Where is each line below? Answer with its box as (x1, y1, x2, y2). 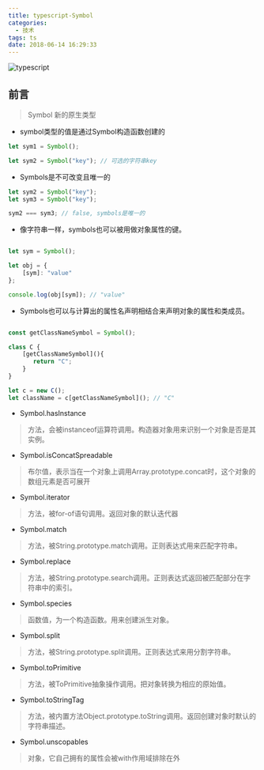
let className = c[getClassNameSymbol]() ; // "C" (8, 394, 175, 402)
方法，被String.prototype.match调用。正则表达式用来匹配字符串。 (27, 541, 243, 550)
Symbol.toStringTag (19, 695, 85, 704)
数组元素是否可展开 (27, 476, 91, 486)
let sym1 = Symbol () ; (8, 142, 80, 150)
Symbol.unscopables (19, 737, 89, 746)
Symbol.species (19, 598, 73, 608)
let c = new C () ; (8, 387, 66, 394)
